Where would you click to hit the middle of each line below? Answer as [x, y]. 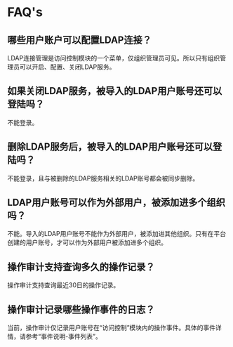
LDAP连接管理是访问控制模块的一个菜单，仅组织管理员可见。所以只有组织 [114, 58]
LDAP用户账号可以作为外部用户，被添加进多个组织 [116, 203]
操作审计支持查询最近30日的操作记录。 [64, 285]
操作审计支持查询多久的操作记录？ [81, 267]
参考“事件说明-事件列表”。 [64, 336]
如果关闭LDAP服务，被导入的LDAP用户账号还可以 [115, 91]
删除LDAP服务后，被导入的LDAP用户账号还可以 [110, 147]
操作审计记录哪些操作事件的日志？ [81, 309]
